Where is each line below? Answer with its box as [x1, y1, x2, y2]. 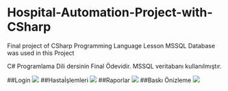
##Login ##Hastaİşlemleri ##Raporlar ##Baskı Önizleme [7, 76, 192, 84]
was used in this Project [7, 49, 75, 57]
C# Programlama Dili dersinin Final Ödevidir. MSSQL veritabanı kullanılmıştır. [7, 62, 222, 70]
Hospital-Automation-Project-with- [7, 5, 214, 20]
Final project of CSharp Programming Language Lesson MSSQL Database [7, 41, 216, 50]
